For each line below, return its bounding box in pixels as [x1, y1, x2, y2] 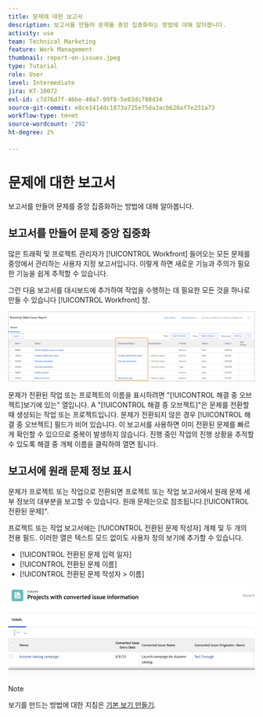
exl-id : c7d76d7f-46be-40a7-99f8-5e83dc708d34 [8, 95, 163, 104]
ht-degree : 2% [8, 129, 55, 136]
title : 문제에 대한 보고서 [8, 13, 83, 20]
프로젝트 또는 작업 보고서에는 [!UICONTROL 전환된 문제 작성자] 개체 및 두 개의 [8, 522, 247, 533]
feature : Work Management [8, 45, 92, 54]
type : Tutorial [8, 63, 58, 71]
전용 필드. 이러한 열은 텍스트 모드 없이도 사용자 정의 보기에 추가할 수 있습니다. [8, 533, 244, 542]
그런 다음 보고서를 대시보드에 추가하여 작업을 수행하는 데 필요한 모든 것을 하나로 [8, 285, 250, 294]
